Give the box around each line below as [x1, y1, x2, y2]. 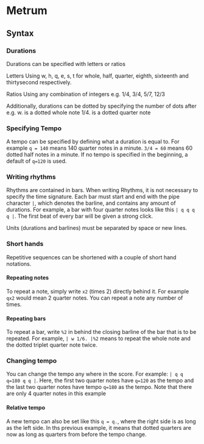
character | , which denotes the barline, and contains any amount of [6, 199, 176, 207]
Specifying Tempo [6, 124, 62, 132]
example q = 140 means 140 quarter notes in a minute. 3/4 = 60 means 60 [6, 144, 193, 152]
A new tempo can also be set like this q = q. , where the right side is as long [6, 417, 196, 425]
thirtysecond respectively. [6, 78, 72, 86]
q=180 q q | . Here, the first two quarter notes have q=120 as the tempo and [6, 377, 194, 384]
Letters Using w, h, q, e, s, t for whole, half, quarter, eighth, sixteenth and [6, 72, 189, 80]
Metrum [6, 4, 47, 18]
